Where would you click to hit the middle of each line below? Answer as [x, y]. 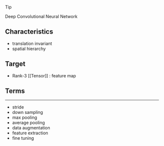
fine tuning [23, 138]
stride [18, 107]
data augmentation [31, 128]
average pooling [29, 123]
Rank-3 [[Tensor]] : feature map [44, 75]
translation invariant [32, 43]
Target [15, 64]
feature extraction [30, 133]
